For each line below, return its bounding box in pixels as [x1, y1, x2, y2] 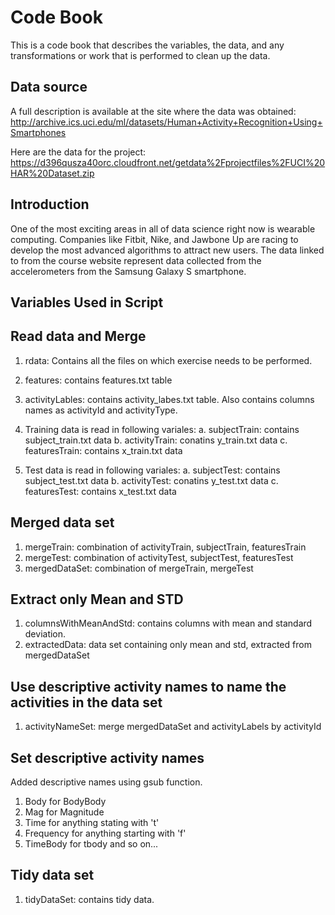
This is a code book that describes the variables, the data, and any [10, 39, 285, 51]
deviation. [24, 628, 67, 640]
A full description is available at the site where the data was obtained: [10, 105, 297, 117]
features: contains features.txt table [24, 374, 173, 386]
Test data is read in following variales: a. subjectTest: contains [24, 464, 281, 476]
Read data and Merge [10, 328, 147, 345]
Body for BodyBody [24, 796, 107, 808]
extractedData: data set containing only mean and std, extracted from [24, 639, 312, 651]
